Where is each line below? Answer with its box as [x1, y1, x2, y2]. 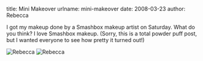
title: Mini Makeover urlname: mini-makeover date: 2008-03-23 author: [6, 5, 186, 12]
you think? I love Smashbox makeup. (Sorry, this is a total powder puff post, [6, 30, 197, 37]
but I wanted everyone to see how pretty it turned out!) [6, 37, 145, 43]
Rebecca [6, 12, 29, 19]
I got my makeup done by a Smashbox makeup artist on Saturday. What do [6, 24, 195, 30]
